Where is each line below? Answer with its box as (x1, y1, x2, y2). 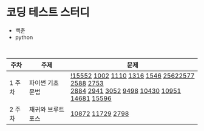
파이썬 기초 (29, 78, 59, 87)
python (15, 33, 33, 41)
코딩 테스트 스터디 (6, 5, 90, 19)
